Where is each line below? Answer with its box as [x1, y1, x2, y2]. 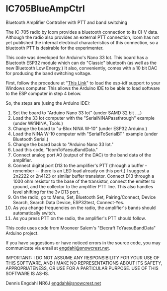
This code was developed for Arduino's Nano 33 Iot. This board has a [5, 54, 148, 60]
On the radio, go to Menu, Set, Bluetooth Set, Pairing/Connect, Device [12, 194, 156, 200]
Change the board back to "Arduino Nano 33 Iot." [12, 141, 114, 147]
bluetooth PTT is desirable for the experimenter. [5, 45, 104, 51]
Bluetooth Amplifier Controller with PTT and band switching [5, 19, 128, 25]
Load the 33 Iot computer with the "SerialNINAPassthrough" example [12, 115, 155, 121]
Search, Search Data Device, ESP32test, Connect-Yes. [12, 199, 125, 205]
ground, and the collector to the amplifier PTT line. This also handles [12, 183, 154, 189]
